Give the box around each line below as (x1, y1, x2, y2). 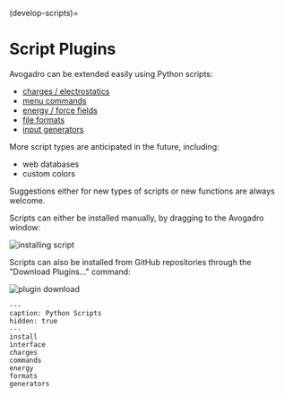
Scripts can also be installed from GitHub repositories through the (9, 256, 252, 267)
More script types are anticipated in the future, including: (9, 141, 219, 151)
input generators (22, 124, 84, 134)
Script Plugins (9, 39, 116, 59)
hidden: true (9, 316, 58, 325)
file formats (22, 114, 65, 125)
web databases (22, 159, 80, 169)
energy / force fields (22, 105, 99, 116)
